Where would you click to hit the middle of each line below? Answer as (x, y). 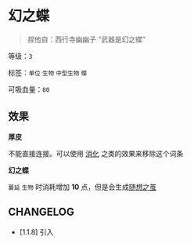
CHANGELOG (41, 212)
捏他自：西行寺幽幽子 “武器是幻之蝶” (86, 39)
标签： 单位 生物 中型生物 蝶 (48, 72)
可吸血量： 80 (29, 89)
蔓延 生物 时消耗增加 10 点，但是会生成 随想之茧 (82, 187)
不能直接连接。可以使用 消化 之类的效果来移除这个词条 (96, 153)
